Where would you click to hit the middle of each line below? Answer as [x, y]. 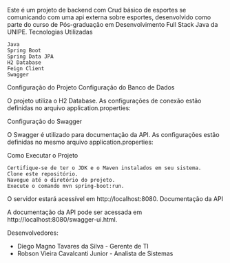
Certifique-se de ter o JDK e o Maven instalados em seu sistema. [104, 168]
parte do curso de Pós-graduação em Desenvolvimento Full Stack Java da [113, 24]
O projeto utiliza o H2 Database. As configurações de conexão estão [104, 101]
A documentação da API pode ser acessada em [75, 212]
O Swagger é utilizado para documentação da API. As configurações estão [113, 135]
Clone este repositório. [43, 174]
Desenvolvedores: [33, 233]
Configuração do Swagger [45, 121]
